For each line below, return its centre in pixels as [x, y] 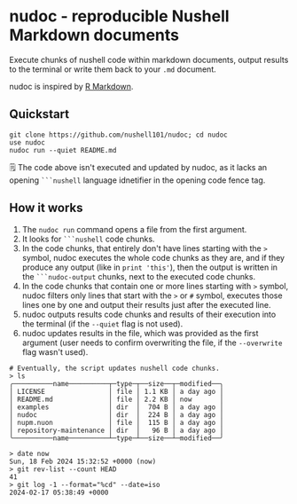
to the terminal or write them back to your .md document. [113, 69]
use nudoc [27, 142]
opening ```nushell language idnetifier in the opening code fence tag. [137, 180]
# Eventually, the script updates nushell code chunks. [114, 368]
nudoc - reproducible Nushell [119, 16]
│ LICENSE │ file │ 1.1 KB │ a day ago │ [117, 391]
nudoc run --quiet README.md [63, 150]
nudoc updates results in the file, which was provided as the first [140, 333]
